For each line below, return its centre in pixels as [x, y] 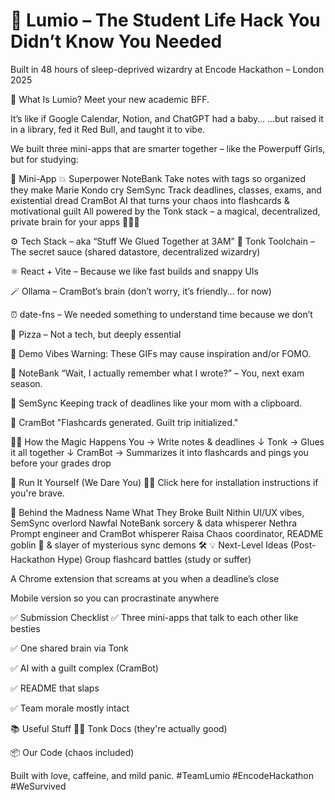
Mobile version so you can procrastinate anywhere [115, 598]
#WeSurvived [38, 786]
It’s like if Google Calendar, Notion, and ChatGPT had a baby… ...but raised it [167, 118]
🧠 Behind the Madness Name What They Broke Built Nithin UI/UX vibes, [157, 512]
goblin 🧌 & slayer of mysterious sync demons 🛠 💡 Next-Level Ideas [149, 545]
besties [25, 628]
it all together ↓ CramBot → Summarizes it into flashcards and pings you [159, 452]
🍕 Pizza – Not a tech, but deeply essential [96, 334]
